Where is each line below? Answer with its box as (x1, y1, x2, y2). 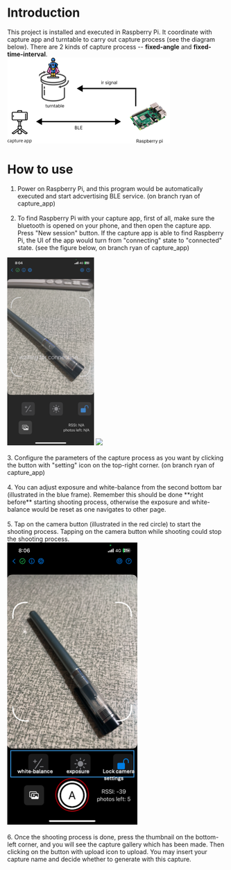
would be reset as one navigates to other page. (31, 505, 166, 513)
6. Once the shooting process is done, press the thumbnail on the (7, 833, 194, 841)
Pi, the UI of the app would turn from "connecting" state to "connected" (17, 236, 222, 244)
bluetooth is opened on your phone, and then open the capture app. (17, 221, 212, 230)
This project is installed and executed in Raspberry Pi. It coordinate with (7, 28, 213, 36)
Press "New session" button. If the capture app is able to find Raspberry (17, 228, 224, 237)
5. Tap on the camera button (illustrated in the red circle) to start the (7, 519, 201, 528)
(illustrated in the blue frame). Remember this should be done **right (7, 490, 204, 499)
